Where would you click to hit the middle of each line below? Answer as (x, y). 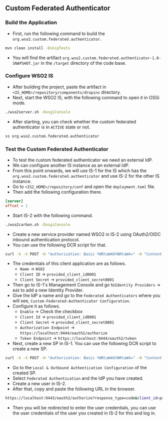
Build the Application (31, 23)
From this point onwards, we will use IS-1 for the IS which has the (79, 171)
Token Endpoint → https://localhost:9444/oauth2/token (78, 338)
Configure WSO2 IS (29, 76)
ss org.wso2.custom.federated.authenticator (52, 136)
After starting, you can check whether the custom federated (74, 121)
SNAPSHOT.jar (26, 63)
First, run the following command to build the (58, 33)
